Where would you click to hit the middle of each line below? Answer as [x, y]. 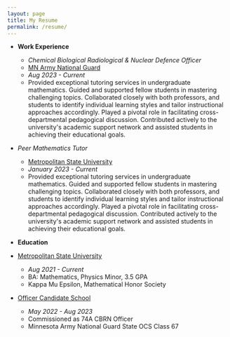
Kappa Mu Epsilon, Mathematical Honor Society [97, 284]
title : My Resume [33, 20]
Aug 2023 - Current [56, 75]
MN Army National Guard [64, 68]
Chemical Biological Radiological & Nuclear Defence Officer [115, 60]
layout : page [26, 14]
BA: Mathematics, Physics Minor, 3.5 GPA [88, 277]
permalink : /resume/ [38, 27]
